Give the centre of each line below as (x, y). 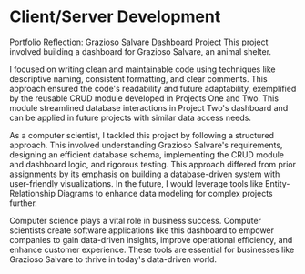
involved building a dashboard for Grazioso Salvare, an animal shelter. (140, 51)
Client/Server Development (115, 17)
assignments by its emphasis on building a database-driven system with (145, 174)
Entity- (278, 183)
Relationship (33, 193)
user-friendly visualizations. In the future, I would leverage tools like (137, 183)
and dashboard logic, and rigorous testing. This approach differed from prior (153, 164)
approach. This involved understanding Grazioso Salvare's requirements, (146, 145)
